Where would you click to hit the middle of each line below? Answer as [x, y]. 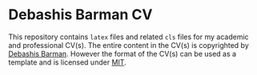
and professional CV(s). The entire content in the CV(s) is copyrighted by [129, 45]
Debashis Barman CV [80, 15]
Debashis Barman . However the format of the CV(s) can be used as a [122, 53]
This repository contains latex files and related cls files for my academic [129, 37]
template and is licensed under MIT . [67, 62]
